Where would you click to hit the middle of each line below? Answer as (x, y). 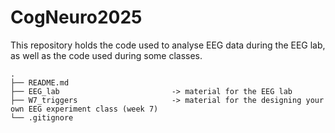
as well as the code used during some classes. (106, 55)
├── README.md (40, 82)
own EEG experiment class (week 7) (84, 109)
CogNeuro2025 (76, 17)
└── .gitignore (42, 117)
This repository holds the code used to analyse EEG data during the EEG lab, (168, 45)
